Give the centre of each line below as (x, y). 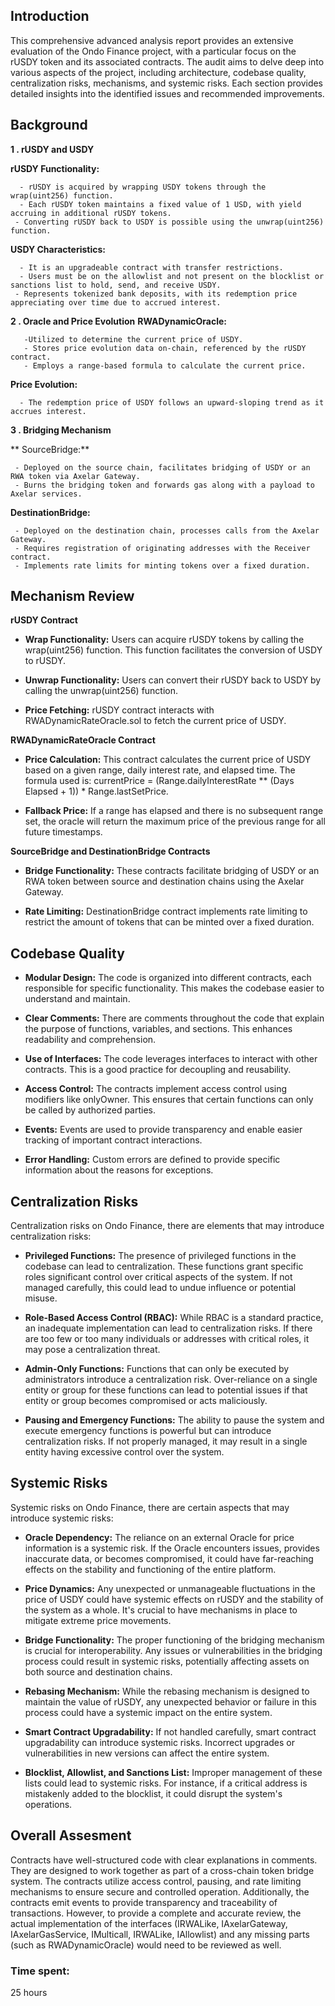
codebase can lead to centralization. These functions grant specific (164, 1266)
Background (49, 125)
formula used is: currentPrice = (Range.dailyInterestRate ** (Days (159, 781)
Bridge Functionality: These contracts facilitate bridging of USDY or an (172, 871)
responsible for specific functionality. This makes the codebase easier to (174, 988)
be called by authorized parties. (90, 1110)
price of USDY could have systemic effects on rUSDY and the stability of (174, 1599)
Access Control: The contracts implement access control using (156, 1089)
